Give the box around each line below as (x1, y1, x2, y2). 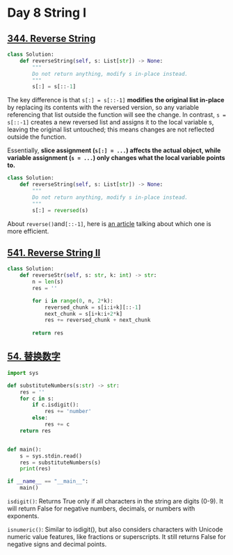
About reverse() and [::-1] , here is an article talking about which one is (7, 219, 211, 227)
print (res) (19, 465, 51, 472)
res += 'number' (44, 408, 92, 415)
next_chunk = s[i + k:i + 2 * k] (44, 310, 123, 317)
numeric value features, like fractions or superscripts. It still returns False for (7, 533, 226, 540)
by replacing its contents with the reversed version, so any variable (7, 103, 200, 112)
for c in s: (19, 395, 54, 402)
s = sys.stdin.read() (19, 452, 82, 460)
